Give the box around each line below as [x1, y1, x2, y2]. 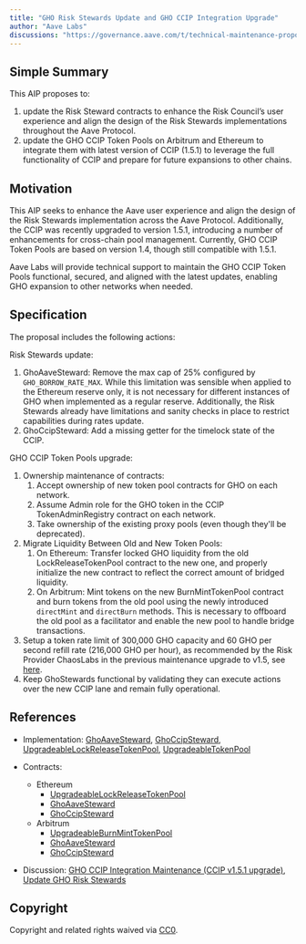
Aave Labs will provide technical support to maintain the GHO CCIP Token [9, 262, 287, 272]
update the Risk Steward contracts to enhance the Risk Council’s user [22, 106, 284, 117]
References [9, 710, 76, 725]
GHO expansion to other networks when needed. [9, 281, 193, 292]
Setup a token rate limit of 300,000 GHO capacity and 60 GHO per [22, 635, 272, 646]
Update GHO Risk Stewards [22, 874, 127, 885]
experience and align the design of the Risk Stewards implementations [22, 116, 288, 127]
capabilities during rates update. [22, 415, 144, 426]
